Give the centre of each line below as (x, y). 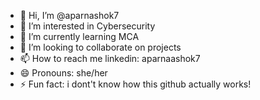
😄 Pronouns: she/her (63, 73)
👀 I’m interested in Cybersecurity (87, 26)
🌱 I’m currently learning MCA (79, 36)
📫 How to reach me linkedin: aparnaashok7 (110, 58)
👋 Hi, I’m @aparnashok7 (69, 15)
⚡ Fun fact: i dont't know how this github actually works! (135, 84)
